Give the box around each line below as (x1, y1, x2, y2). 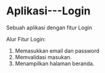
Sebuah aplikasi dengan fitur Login (6, 24, 92, 31)
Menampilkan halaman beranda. (14, 60, 95, 67)
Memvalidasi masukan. (14, 53, 72, 60)
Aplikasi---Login (6, 4, 91, 18)
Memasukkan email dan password (14, 47, 100, 54)
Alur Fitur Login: (6, 35, 46, 42)
